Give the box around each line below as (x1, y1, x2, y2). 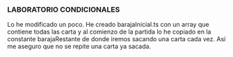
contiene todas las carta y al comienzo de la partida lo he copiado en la (7, 27, 211, 36)
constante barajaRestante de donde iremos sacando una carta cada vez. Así (7, 35, 226, 43)
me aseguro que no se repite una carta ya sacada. (7, 43, 152, 51)
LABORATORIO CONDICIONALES (7, 5, 120, 14)
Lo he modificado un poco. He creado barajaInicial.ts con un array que (7, 21, 210, 29)
